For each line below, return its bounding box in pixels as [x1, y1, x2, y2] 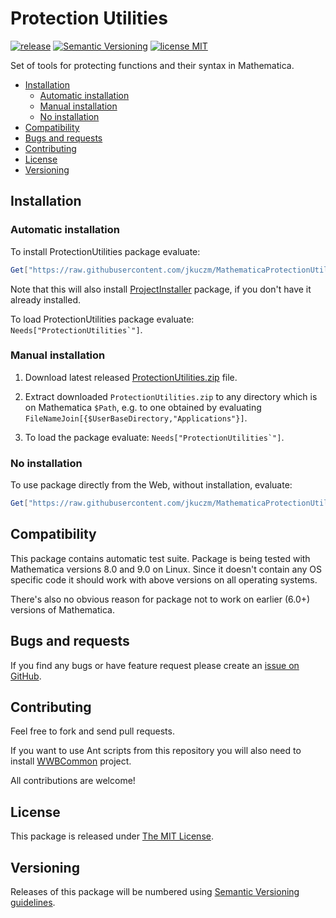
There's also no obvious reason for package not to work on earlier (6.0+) [10, 593, 311, 605]
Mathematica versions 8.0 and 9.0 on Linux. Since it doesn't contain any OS [10, 563, 322, 575]
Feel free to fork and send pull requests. [10, 725, 175, 737]
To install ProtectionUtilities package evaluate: [10, 245, 201, 257]
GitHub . [10, 670, 42, 682]
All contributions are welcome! [10, 775, 136, 787]
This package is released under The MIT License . [10, 830, 214, 842]
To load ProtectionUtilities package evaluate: [10, 313, 195, 325]
